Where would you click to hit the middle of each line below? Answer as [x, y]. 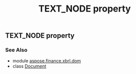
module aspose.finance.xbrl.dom [47, 61]
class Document [29, 66]
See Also [16, 50]
